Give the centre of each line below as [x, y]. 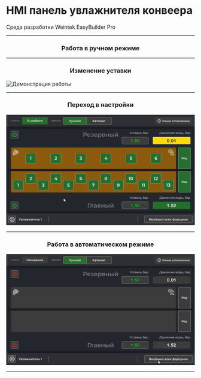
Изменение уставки [100, 71]
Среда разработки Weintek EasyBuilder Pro [61, 27]
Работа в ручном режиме [100, 48]
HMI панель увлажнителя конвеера [100, 10]
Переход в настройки [100, 105]
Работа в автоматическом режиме [100, 244]
